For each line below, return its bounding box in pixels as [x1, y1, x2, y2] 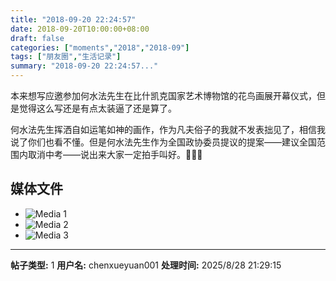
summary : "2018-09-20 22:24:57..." [10, 61, 159, 71]
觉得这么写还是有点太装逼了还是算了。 [18, 102, 177, 114]
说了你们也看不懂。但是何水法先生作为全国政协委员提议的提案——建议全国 [10, 136, 317, 148]
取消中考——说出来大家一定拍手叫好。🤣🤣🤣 [27, 149, 203, 160]
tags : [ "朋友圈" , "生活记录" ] [10, 52, 122, 62]
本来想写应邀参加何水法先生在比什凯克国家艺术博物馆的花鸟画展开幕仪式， [10, 90, 317, 101]
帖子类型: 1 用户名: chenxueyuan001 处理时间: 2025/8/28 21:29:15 [10, 259, 282, 271]
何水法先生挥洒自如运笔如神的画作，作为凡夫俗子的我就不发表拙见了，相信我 [10, 124, 326, 135]
